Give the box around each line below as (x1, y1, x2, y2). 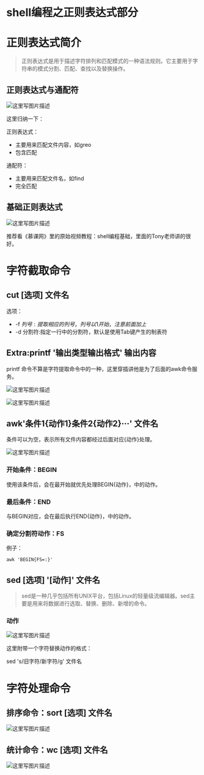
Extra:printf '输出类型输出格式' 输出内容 (6, 348, 157, 358)
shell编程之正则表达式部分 (6, 6, 139, 20)
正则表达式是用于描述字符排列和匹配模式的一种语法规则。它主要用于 (21, 58, 193, 65)
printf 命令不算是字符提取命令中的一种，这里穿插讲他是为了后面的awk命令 (6, 365, 192, 372)
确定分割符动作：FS (6, 529, 65, 537)
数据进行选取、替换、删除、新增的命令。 (48, 600, 150, 607)
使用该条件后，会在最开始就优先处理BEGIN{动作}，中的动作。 (6, 481, 161, 488)
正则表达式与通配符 (6, 84, 79, 95)
